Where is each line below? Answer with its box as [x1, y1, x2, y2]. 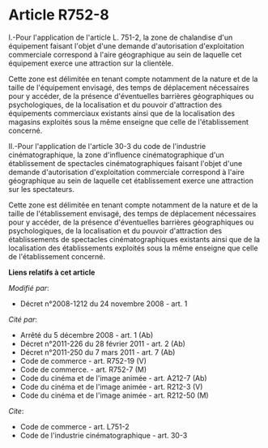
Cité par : [8, 314, 38, 324]
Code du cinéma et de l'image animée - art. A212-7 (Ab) [19, 373, 208, 382]
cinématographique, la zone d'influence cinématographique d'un [8, 150, 225, 160]
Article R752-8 [8, 6, 109, 24]
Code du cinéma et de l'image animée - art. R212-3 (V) [19, 382, 203, 391]
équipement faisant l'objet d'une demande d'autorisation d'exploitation [8, 41, 245, 50]
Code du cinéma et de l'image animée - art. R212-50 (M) [19, 390, 209, 400]
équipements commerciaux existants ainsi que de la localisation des [8, 108, 236, 118]
